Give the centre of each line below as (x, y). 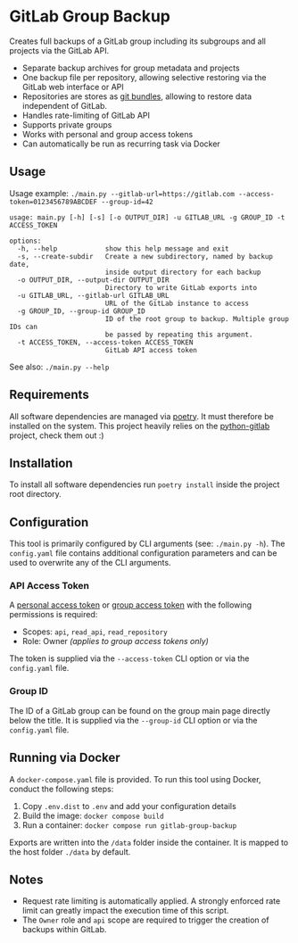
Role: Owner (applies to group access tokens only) (116, 641)
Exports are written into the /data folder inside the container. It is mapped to (149, 842)
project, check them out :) (57, 435)
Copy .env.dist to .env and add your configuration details (129, 806)
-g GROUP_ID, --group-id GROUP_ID (81, 311)
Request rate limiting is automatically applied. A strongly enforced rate (151, 901)
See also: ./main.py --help (59, 367)
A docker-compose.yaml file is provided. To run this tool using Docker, (135, 779)
